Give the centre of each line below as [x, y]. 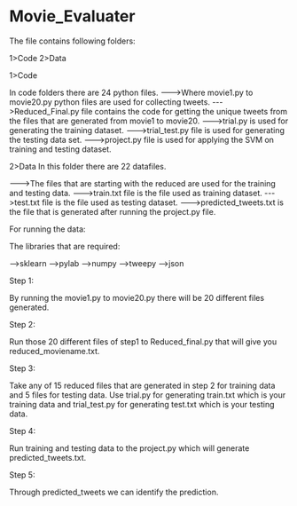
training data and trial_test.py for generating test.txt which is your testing [142, 404]
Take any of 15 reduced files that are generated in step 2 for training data [142, 385]
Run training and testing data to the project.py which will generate [129, 448]
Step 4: [23, 431]
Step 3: [22, 368]
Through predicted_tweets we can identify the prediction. [114, 492]
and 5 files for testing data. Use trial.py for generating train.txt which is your [148, 395]
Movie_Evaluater [72, 16]
